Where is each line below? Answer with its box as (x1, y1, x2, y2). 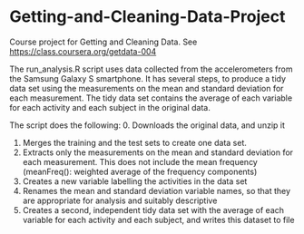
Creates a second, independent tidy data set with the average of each (22, 204, 284, 215)
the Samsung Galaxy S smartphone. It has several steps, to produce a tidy (9, 73, 287, 83)
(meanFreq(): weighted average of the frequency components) (22, 166, 258, 177)
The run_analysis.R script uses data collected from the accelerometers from (9, 63, 293, 74)
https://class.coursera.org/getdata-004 (9, 45, 157, 56)
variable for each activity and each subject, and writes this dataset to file (22, 214, 295, 225)
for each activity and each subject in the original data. (9, 102, 211, 112)
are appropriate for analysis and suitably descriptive (22, 195, 218, 206)
